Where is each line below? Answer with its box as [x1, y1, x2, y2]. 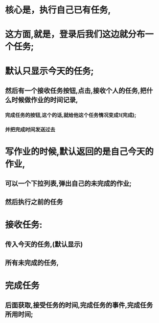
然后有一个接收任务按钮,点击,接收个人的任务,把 [5, 87, 147, 95]
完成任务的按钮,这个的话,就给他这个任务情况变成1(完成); [5, 112, 136, 118]
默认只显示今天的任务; [5, 65, 94, 77]
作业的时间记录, [30, 95, 78, 104]
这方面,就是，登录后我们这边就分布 [5, 29, 145, 40]
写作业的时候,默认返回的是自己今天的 [5, 146, 154, 157]
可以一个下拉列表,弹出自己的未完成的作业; [5, 179, 132, 188]
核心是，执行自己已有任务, [5, 4, 111, 16]
